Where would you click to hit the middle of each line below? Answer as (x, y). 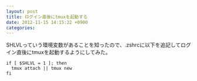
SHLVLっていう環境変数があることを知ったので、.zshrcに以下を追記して (94, 45)
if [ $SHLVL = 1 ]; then (36, 64)
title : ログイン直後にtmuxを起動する (47, 17)
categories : (21, 28)
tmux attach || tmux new (42, 68)
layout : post (22, 11)
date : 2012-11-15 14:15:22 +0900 (47, 22)
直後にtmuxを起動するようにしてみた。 (64, 52)
